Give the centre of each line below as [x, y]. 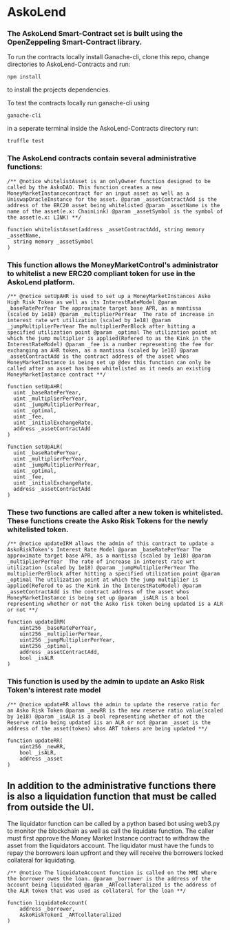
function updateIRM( [37, 622]
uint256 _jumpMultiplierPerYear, [67, 640]
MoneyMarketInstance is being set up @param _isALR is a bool [98, 598]
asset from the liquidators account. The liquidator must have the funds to [111, 846]
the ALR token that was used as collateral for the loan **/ [97, 891]
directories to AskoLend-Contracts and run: [69, 64]
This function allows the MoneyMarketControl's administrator [113, 264]
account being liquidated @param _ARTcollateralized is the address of [112, 885]
